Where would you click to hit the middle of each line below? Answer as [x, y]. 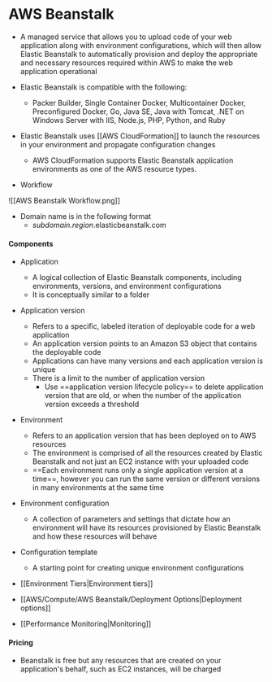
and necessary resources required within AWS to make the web [127, 63]
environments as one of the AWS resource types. [114, 168]
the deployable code [67, 352]
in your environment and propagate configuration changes [118, 144]
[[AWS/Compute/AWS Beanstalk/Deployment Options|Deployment [131, 600]
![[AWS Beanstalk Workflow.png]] [64, 200]
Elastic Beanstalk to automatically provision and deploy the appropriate [139, 54]
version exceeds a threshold [92, 404]
